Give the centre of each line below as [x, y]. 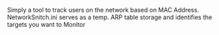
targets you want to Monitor [46, 24]
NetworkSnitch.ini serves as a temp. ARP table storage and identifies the [110, 17]
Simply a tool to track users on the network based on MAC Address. [103, 10]
